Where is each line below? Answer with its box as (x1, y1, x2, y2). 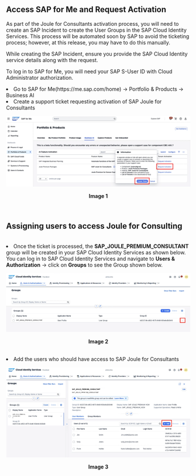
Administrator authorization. (6, 74, 74, 81)
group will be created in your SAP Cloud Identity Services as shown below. (6, 249, 186, 256)
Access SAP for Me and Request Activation (6, 5, 167, 15)
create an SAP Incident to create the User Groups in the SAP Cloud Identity (6, 26, 187, 33)
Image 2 (88, 338, 109, 345)
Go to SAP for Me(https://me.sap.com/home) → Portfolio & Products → (13, 85, 184, 93)
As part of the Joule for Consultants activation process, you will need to (6, 20, 179, 27)
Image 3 (88, 463, 109, 470)
